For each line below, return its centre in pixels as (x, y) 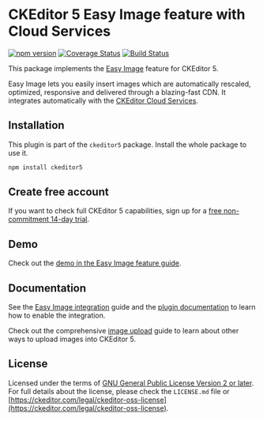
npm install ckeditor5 (45, 167)
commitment (29, 220)
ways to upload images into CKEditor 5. (72, 339)
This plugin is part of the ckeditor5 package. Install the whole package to (128, 145)
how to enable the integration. (57, 316)
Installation (36, 125)
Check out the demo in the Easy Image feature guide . (95, 263)
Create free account (58, 192)
